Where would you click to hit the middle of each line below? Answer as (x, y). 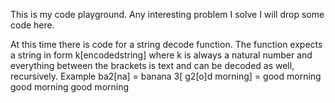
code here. (32, 25)
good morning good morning (70, 87)
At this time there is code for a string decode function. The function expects (166, 44)
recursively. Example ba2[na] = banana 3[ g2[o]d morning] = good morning (166, 76)
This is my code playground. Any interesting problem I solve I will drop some (167, 14)
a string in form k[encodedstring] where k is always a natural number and (161, 55)
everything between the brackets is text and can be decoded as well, (152, 65)
